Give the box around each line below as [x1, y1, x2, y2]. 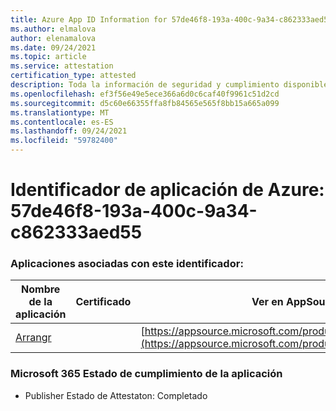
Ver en [251, 295, 284, 309]
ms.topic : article [10, 52, 87, 62]
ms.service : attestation [10, 61, 114, 71]
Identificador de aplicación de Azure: [10, 179, 325, 201]
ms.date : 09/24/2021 [10, 42, 97, 53]
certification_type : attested [10, 71, 137, 81]
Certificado [75, 295, 132, 309]
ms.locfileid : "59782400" [10, 136, 118, 146]
